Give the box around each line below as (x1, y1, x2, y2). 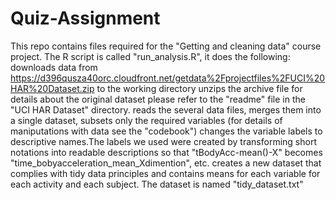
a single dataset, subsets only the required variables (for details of (10, 114, 283, 126)
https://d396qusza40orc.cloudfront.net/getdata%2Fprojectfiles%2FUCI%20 (10, 72, 326, 84)
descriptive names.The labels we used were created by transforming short (10, 135, 317, 147)
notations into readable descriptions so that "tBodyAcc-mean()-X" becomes (10, 146, 323, 158)
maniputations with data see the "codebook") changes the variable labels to (10, 125, 323, 137)
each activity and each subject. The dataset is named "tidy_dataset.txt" (10, 178, 304, 190)
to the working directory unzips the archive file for (96, 82, 303, 94)
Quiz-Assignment (10, 7, 161, 30)
